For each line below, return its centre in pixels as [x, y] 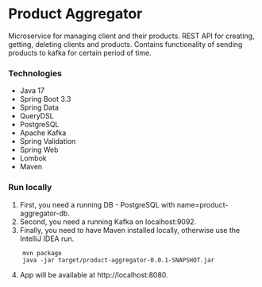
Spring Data [39, 107]
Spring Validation [48, 142]
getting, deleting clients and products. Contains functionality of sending [125, 44]
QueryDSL [37, 116]
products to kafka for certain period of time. [80, 52]
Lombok [33, 158]
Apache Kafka [43, 133]
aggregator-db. [44, 213]
